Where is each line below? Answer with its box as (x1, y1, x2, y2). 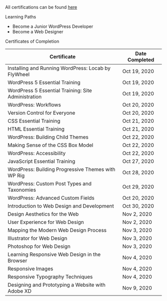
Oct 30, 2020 (122, 203, 154, 209)
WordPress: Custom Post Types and (7, 180, 92, 187)
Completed (127, 57, 155, 63)
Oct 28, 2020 (122, 169, 154, 176)
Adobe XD (7, 288, 32, 295)
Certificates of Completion (5, 38, 60, 44)
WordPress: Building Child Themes (7, 134, 88, 141)
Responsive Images (7, 265, 54, 272)
